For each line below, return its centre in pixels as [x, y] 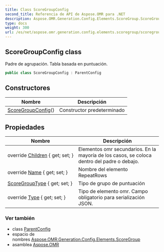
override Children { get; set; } [41, 155]
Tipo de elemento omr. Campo [113, 191]
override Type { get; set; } [37, 197]
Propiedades [25, 127]
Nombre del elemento [103, 169]
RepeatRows [92, 175]
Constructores [28, 88]
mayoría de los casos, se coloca [115, 155]
